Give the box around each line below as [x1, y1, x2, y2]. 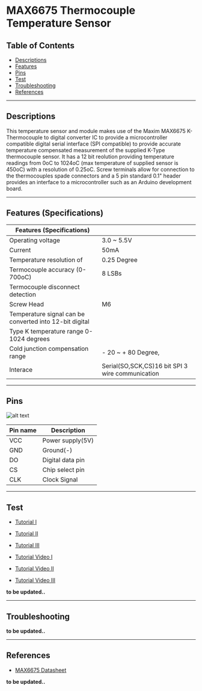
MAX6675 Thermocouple [6, 4, 136, 17]
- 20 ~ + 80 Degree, [102, 348, 160, 356]
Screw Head [9, 300, 44, 308]
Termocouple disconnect [9, 282, 80, 291]
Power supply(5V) [42, 436, 94, 445]
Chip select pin [42, 466, 85, 474]
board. [6, 185, 23, 192]
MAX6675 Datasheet [14, 666, 67, 674]
